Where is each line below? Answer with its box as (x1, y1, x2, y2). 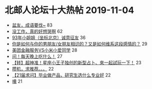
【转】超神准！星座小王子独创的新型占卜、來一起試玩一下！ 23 (11, 59, 141, 65)
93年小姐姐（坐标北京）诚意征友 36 (11, 34, 86, 40)
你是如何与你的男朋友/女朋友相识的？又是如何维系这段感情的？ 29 (11, 40, 148, 46)
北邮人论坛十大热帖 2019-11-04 (4, 4, 134, 16)
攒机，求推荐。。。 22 (11, 65, 54, 71)
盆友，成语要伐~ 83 (11, 22, 53, 28)
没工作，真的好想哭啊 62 (11, 28, 63, 34)
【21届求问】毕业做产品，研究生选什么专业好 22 (11, 72, 111, 78)
